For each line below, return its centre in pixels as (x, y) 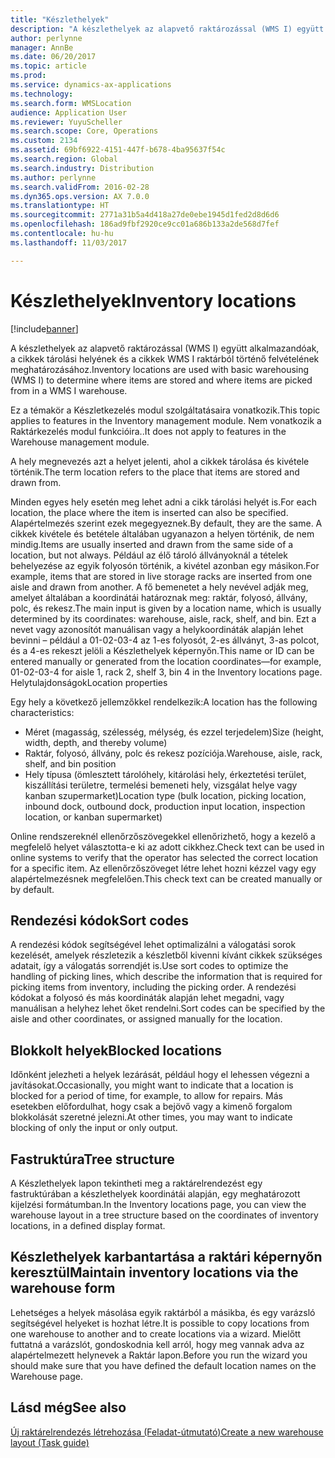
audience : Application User (69, 112)
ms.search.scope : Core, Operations (84, 131)
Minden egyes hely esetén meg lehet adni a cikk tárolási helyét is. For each (163, 502)
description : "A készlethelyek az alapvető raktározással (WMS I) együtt (167, 29)
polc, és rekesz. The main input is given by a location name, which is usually (166, 608)
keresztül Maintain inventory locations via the (154, 1272)
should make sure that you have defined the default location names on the (163, 1365)
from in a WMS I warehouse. (69, 390)
